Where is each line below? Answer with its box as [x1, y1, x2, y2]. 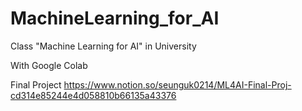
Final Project [10, 78, 62, 91]
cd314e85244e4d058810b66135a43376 [10, 89, 177, 101]
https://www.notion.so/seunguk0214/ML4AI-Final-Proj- [63, 78, 292, 91]
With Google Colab [10, 59, 88, 71]
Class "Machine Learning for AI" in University [10, 40, 197, 52]
